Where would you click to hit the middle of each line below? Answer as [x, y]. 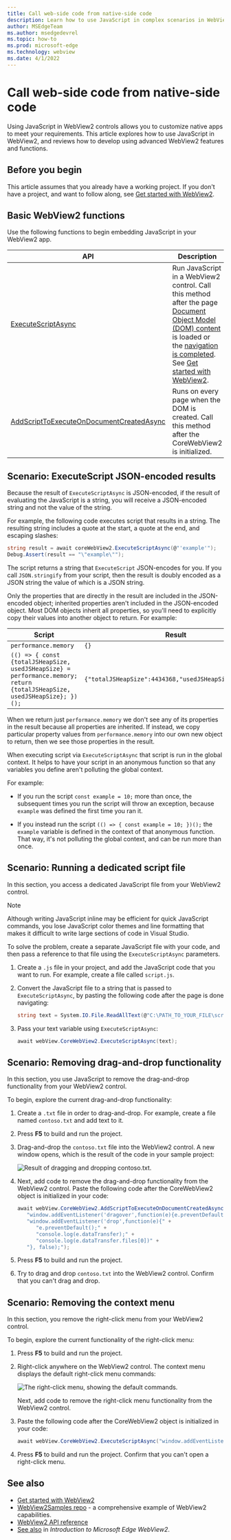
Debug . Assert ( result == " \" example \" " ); [66, 554]
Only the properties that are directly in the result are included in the [102, 596]
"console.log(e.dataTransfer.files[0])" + [97, 1241]
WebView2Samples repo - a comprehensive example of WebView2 [112, 1507]
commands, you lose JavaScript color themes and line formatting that [106, 926]
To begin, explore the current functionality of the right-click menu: [101, 1340]
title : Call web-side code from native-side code [80, 13]
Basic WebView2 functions [66, 216]
